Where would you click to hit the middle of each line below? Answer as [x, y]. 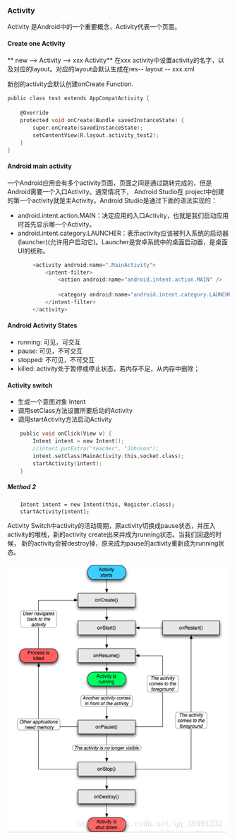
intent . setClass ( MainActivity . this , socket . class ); [109, 456]
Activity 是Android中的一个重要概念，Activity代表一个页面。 [94, 27]
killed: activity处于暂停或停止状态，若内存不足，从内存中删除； [109, 368]
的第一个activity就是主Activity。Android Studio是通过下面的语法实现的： [112, 200]
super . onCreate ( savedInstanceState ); [88, 128]
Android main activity [39, 166]
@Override [35, 113]
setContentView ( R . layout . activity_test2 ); [96, 135]
